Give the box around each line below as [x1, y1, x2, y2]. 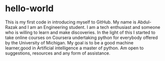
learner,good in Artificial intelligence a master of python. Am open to [5, 45, 144, 51]
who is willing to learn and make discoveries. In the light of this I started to [5, 29, 156, 35]
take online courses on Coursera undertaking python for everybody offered [5, 35, 158, 41]
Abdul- [137, 19, 152, 25]
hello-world [5, 3, 54, 14]
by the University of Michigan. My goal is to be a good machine [5, 40, 134, 45]
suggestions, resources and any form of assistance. [5, 50, 111, 56]
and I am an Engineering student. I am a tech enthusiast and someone [19, 24, 161, 30]
